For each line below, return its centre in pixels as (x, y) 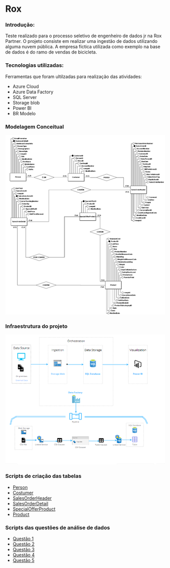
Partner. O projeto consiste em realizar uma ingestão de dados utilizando (81, 41)
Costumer (23, 493)
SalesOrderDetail (30, 503)
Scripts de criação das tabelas (43, 476)
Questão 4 (24, 555)
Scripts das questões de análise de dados (58, 527)
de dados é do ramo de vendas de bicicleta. (51, 52)
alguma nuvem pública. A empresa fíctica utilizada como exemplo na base (83, 47)
